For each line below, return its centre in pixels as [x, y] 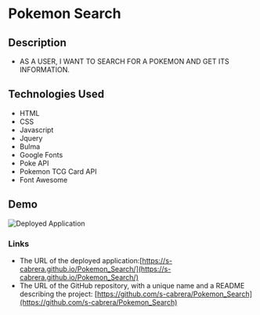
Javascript [36, 129]
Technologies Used [56, 94]
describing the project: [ [58, 294]
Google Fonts [41, 154]
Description [37, 43]
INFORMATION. [45, 70]
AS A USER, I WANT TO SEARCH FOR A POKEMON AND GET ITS [124, 61]
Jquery [31, 138]
